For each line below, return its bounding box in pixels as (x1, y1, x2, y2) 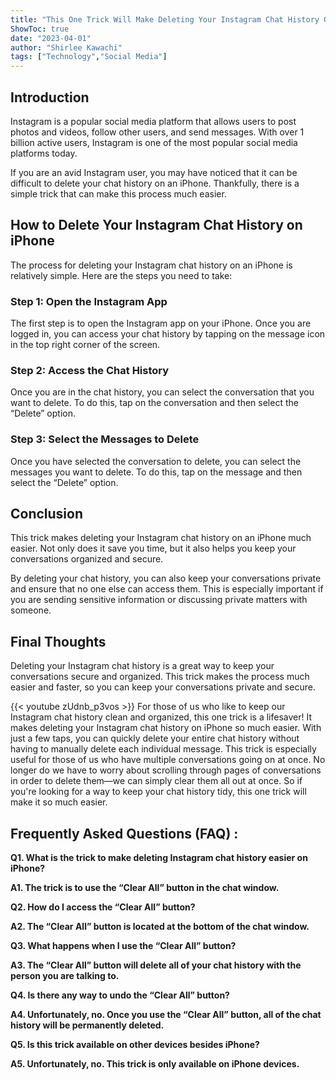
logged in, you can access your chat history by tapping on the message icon (10, 328, 326, 340)
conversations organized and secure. (10, 553, 164, 565)
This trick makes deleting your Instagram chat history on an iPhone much (10, 532, 312, 544)
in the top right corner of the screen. (10, 339, 161, 351)
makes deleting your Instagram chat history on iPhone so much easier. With (10, 722, 322, 734)
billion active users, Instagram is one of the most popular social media (10, 136, 298, 148)
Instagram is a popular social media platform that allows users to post (10, 115, 297, 127)
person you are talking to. (10, 970, 120, 982)
